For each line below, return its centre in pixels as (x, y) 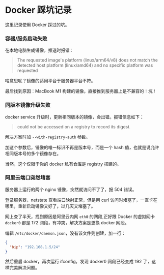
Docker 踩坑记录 (39, 10)
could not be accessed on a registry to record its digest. (74, 126)
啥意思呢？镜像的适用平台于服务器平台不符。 (50, 81)
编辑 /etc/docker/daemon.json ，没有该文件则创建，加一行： (66, 233)
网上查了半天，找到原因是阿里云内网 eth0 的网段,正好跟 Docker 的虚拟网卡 (80, 216)
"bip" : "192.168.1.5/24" (35, 247)
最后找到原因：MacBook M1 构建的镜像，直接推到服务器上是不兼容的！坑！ (81, 91)
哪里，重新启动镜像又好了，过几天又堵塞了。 (50, 206)
